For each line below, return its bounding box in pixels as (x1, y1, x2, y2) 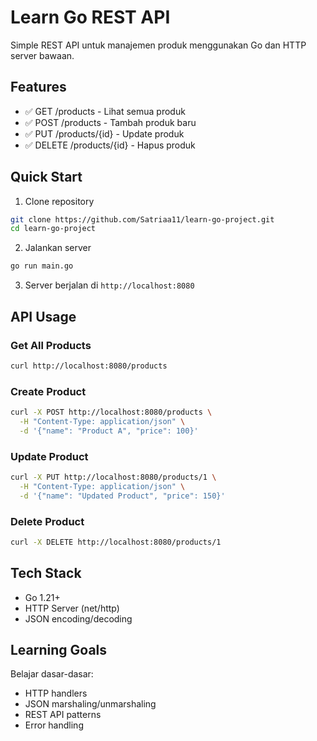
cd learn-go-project (10, 224, 97, 234)
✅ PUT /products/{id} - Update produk (24, 127, 185, 140)
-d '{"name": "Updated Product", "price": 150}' (19, 491, 226, 501)
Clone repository (24, 195, 95, 207)
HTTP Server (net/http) (24, 602, 120, 614)
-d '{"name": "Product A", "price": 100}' (19, 426, 199, 436)
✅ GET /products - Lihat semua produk (24, 105, 186, 117)
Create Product (10, 384, 87, 398)
